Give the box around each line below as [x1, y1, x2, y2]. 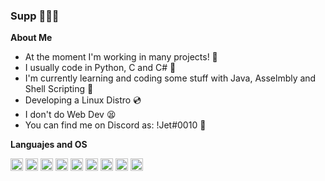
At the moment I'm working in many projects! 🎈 [24, 51, 218, 63]
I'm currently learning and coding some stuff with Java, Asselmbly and [24, 72, 317, 84]
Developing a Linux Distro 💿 [24, 94, 142, 106]
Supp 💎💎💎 [10, 9, 60, 23]
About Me [10, 32, 53, 44]
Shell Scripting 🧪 [24, 83, 94, 95]
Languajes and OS [10, 139, 88, 151]
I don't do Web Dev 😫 [24, 109, 117, 121]
